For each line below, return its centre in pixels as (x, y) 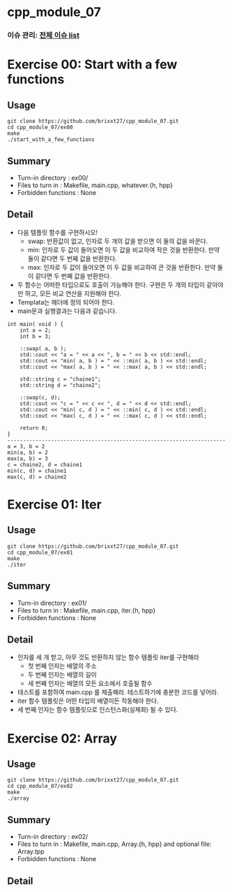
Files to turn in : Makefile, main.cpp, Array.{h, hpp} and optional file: (114, 844)
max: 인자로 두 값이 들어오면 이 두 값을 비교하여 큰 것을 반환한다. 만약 (122, 267)
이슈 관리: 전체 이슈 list (44, 36)
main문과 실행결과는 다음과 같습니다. (67, 311)
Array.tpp (31, 851)
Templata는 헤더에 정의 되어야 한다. (66, 302)
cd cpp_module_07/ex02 (40, 787)
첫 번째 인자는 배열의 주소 (62, 666)
